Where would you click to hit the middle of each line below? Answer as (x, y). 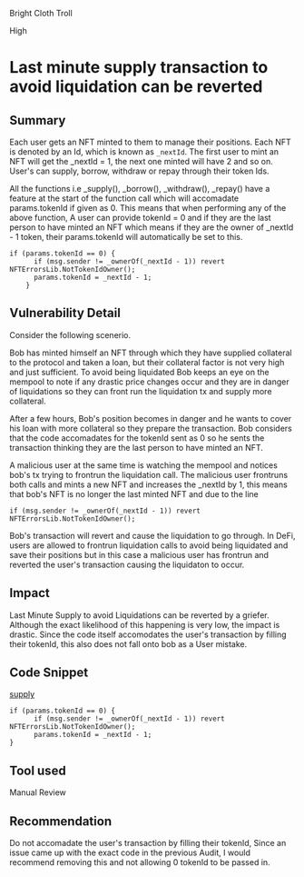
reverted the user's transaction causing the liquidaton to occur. (127, 564)
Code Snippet (49, 673)
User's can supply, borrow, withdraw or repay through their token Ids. (139, 171)
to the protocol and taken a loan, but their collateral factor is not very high (147, 362)
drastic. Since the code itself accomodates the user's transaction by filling (148, 634)
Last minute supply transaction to (139, 68)
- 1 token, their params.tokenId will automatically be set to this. (126, 237)
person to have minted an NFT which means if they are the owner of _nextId (152, 227)
